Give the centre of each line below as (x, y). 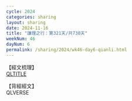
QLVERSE (18, 92)
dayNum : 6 (18, 45)
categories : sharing (31, 17)
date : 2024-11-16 (27, 28)
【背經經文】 (21, 86)
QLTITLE (16, 73)
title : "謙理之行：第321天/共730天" (47, 33)
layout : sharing (26, 22)
